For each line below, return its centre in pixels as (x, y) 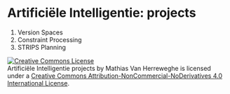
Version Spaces (40, 32)
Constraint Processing (49, 39)
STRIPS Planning (42, 47)
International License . (39, 83)
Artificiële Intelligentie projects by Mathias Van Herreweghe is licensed (109, 68)
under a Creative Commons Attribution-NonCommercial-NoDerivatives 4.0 (115, 76)
